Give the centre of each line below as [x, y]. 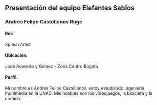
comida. [13, 98]
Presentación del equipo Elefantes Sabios [70, 8]
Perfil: [11, 77]
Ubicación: [16, 55]
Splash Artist [18, 44]
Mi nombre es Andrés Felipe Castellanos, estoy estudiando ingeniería [75, 88]
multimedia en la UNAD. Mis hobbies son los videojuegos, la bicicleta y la [79, 93]
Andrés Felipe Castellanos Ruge [44, 22]
